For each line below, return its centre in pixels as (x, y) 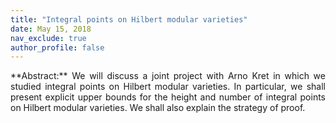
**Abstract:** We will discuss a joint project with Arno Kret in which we (168, 76)
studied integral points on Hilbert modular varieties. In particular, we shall (168, 87)
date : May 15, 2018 (51, 29)
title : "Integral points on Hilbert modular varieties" (129, 19)
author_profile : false (57, 47)
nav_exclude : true (48, 38)
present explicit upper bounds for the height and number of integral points (168, 97)
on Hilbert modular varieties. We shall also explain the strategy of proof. (158, 108)
